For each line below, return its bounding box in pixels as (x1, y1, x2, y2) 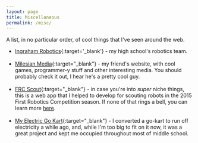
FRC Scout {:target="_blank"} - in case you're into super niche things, (14, 86, 184, 93)
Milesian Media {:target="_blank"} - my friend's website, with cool (14, 60, 175, 67)
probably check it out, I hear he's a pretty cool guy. (14, 73, 140, 80)
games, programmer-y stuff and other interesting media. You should (14, 67, 182, 74)
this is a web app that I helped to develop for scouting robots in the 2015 (14, 92, 192, 99)
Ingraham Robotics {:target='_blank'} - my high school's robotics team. (14, 48, 188, 55)
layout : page (6, 8, 39, 15)
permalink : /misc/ (6, 20, 52, 26)
